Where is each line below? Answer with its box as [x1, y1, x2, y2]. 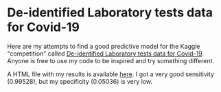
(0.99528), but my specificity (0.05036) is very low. [7, 77, 153, 85]
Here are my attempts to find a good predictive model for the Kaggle [7, 42, 200, 50]
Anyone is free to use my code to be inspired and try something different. [7, 56, 215, 65]
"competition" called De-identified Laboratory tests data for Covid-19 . [7, 49, 205, 58]
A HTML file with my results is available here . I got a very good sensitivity [7, 70, 215, 78]
